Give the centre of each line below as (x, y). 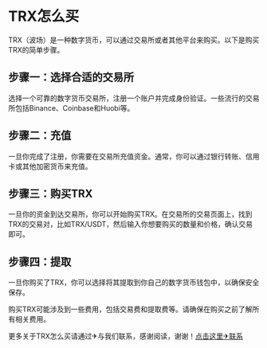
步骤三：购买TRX (51, 193)
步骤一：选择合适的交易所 (71, 78)
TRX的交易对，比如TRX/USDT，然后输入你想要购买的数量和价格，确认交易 (131, 225)
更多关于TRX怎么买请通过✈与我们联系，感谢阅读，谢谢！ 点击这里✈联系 (126, 336)
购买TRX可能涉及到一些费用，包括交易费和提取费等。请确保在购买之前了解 (130, 309)
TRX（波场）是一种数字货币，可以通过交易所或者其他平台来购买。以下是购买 (134, 40)
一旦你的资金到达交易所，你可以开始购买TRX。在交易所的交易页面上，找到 (130, 214)
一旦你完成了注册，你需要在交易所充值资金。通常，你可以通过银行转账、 (127, 156)
